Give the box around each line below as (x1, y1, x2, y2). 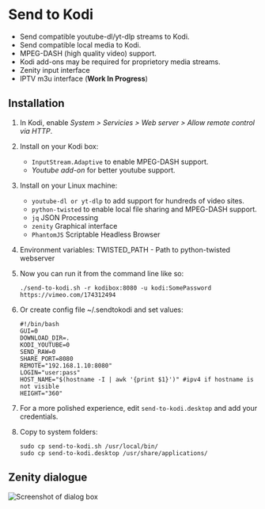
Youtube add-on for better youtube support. (31, 165, 176, 175)
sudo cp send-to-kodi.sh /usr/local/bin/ (19, 442, 158, 450)
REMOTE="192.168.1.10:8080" (19, 362, 112, 370)
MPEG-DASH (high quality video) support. (19, 48, 157, 58)
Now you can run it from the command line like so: (19, 268, 184, 278)
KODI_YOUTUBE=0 (19, 340, 70, 349)
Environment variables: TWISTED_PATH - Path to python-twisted (19, 245, 231, 254)
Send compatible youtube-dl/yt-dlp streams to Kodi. (19, 32, 190, 41)
